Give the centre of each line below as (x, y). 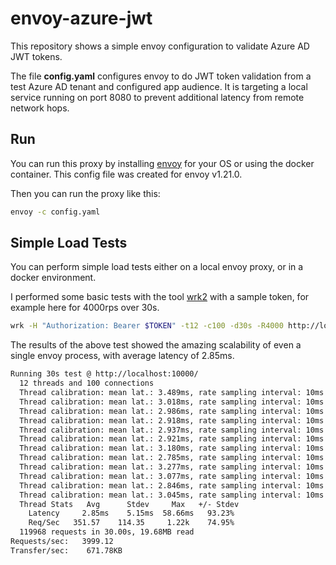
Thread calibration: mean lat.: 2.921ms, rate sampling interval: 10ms (172, 439)
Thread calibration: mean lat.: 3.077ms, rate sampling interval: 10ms (172, 476)
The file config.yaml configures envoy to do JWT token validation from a (161, 76)
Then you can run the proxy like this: (85, 193)
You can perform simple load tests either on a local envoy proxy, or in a (157, 267)
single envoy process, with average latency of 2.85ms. (122, 356)
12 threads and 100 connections (87, 383)
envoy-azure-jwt (81, 18)
